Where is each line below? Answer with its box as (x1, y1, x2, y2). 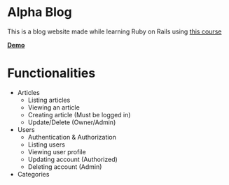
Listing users (27, 140, 65, 149)
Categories (17, 170, 50, 178)
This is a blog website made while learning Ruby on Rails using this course (7, 27, 222, 36)
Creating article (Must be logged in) (27, 110, 131, 119)
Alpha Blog (7, 4, 72, 20)
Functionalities (7, 66, 96, 81)
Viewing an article (27, 103, 81, 112)
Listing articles (27, 96, 71, 104)
